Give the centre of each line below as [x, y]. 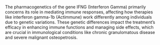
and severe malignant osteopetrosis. [41, 37]
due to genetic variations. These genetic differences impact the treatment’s [80, 22]
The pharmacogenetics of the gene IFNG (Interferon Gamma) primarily [76, 7]
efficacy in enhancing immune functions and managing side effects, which [79, 27]
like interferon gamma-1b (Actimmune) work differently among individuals [79, 17]
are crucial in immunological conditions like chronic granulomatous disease [80, 32]
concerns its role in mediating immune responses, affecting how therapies [79, 12]
